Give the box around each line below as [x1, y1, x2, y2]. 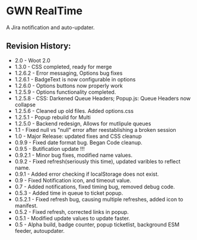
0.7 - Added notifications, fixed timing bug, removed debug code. [14, 183, 175, 190]
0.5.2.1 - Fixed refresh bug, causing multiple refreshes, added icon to [14, 195, 183, 203]
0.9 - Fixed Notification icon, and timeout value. [14, 176, 132, 184]
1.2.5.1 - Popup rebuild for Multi [14, 113, 91, 121]
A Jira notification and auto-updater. [6, 24, 95, 31]
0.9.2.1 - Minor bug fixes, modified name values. [14, 151, 132, 159]
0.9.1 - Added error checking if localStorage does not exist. [14, 170, 159, 178]
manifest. [14, 202, 38, 209]
